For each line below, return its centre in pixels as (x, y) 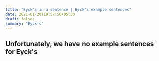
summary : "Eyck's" (24, 24)
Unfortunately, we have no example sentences (80, 44)
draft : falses (20, 19)
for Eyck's (21, 52)
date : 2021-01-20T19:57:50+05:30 (40, 14)
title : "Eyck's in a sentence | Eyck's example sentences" (68, 10)
